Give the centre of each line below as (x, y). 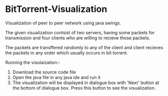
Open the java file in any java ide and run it (56, 77)
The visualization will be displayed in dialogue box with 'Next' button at (86, 83)
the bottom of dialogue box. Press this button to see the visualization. (84, 88)
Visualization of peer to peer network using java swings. (63, 23)
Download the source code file (44, 72)
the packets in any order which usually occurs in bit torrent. (67, 53)
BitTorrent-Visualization (56, 9)
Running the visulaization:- (33, 62)
